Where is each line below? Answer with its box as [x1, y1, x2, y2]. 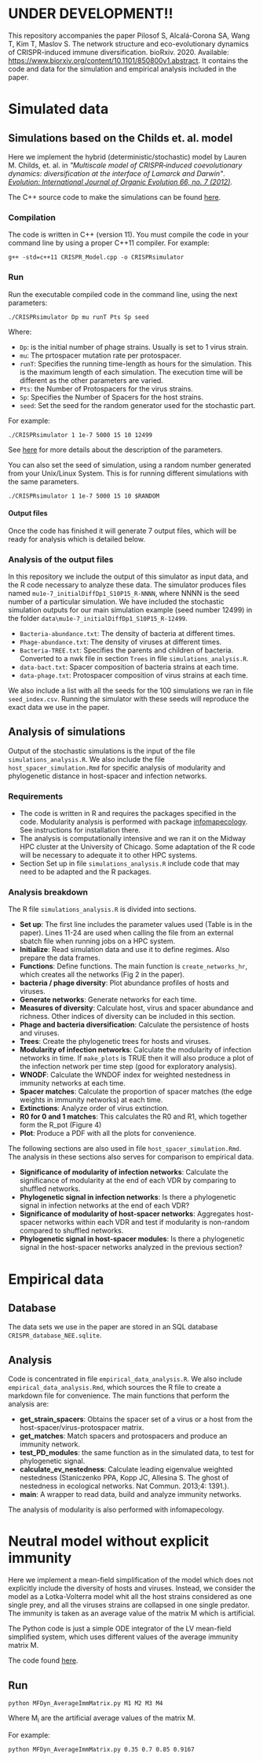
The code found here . [8, 1656, 79, 1665]
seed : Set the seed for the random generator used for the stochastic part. [19, 400, 256, 410]
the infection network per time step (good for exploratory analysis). [19, 1062, 237, 1072]
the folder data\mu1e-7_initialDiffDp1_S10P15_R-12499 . [8, 614, 188, 623]
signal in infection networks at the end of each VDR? [19, 1200, 190, 1211]
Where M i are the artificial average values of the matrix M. [8, 1713, 196, 1724]
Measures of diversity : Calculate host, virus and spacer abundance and [19, 1003, 254, 1013]
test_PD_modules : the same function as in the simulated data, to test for [19, 1448, 254, 1458]
